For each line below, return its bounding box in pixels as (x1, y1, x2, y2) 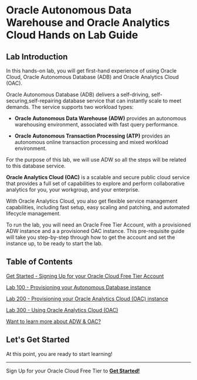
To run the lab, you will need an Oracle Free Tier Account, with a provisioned (6, 221, 191, 228)
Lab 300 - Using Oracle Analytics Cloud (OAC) (6, 306, 118, 313)
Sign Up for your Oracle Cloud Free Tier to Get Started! (6, 367, 140, 374)
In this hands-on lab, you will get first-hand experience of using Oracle (6, 67, 177, 74)
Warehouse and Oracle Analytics (6, 16, 170, 29)
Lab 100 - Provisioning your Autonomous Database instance (6, 283, 151, 290)
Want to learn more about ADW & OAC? (6, 317, 101, 325)
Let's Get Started (6, 335, 70, 345)
